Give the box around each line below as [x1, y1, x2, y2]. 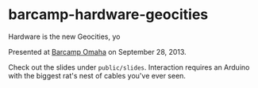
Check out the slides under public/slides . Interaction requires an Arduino [8, 62, 250, 72]
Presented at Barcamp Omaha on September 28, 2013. [8, 47, 187, 56]
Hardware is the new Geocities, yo [8, 32, 121, 41]
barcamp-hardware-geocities [8, 6, 209, 24]
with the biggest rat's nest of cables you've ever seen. [8, 71, 187, 80]
